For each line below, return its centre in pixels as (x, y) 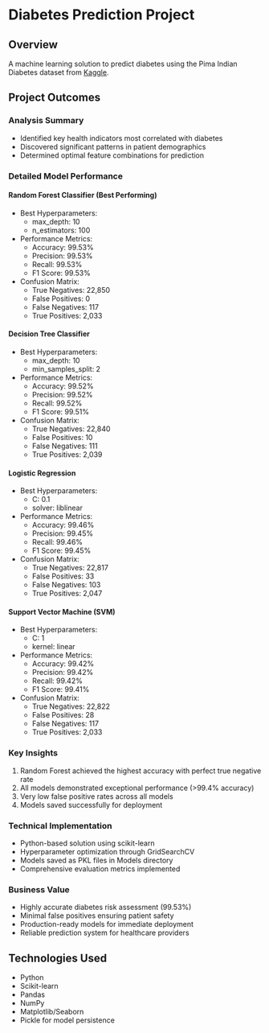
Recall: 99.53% (57, 264)
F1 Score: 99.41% (61, 689)
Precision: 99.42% (63, 673)
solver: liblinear (57, 508)
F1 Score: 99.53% (61, 273)
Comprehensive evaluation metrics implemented (100, 869)
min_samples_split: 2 (66, 369)
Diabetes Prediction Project (102, 15)
